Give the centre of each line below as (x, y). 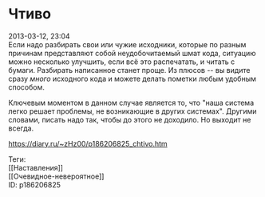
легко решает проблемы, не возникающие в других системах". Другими (132, 111)
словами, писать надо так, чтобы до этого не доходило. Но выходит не (130, 119)
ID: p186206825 (35, 184)
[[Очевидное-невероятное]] (56, 176)
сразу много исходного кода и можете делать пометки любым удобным (132, 78)
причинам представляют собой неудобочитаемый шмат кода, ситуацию (132, 53)
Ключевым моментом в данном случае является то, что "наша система (131, 103)
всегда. (21, 128)
